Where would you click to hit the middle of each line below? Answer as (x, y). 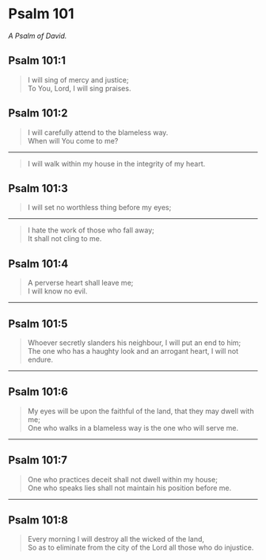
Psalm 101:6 (38, 392)
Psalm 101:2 (38, 113)
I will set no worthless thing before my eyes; (99, 208)
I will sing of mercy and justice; (78, 79)
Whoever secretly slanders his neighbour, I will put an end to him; (134, 343)
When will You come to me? (73, 140)
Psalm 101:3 (38, 188)
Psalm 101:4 (38, 264)
